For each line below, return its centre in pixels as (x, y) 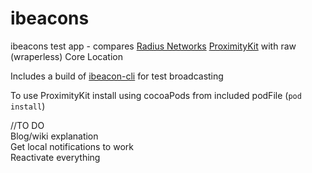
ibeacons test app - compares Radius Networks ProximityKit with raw (153, 46)
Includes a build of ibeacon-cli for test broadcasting (117, 76)
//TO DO (27, 125)
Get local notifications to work (72, 146)
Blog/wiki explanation (54, 136)
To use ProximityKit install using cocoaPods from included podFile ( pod (156, 95)
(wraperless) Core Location (66, 56)
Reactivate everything (55, 157)
